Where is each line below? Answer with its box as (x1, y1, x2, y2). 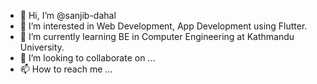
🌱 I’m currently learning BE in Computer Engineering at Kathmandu (19, 31, 295, 42)
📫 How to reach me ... (19, 63, 113, 75)
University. (19, 41, 65, 53)
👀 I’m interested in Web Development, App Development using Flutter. (19, 20, 308, 32)
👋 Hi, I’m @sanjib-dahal (19, 10, 117, 21)
